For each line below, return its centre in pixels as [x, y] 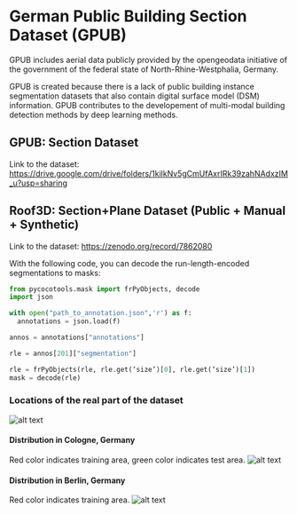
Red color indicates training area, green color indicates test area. [127, 460]
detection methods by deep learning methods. [94, 115]
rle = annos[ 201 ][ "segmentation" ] [73, 353]
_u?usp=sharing [39, 183]
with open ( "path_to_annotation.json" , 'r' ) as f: [101, 313]
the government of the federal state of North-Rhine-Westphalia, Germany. [144, 69]
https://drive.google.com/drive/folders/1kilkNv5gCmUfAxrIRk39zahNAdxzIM [148, 173]
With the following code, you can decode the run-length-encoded [129, 263]
